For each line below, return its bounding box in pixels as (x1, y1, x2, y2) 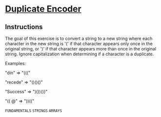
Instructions (5, 23, 43, 31)
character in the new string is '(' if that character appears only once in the (5, 41, 153, 47)
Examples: (5, 61, 26, 66)
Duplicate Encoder (5, 3, 82, 15)
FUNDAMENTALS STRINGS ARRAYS (5, 108, 62, 113)
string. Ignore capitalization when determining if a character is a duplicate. (5, 51, 154, 57)
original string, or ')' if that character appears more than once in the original (5, 46, 157, 51)
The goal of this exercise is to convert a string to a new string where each (5, 35, 153, 41)
